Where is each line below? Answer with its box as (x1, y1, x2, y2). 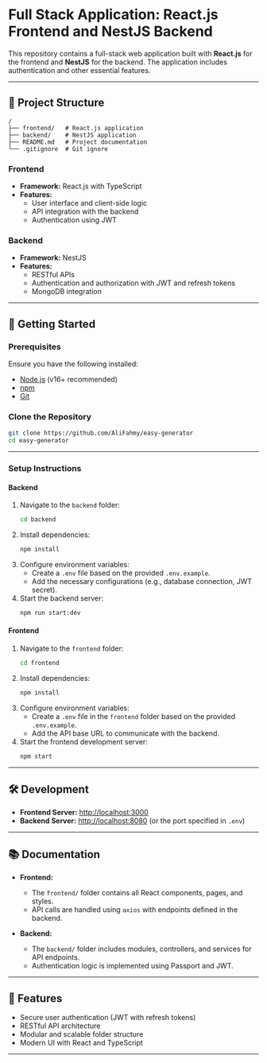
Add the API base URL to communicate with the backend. (31, 729, 220, 738)
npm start (19, 752, 53, 760)
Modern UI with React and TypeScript (19, 1038, 143, 1048)
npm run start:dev (19, 609, 81, 617)
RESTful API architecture (19, 1021, 101, 1030)
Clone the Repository (8, 411, 92, 422)
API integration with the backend (31, 207, 139, 216)
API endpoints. (31, 953, 80, 962)
